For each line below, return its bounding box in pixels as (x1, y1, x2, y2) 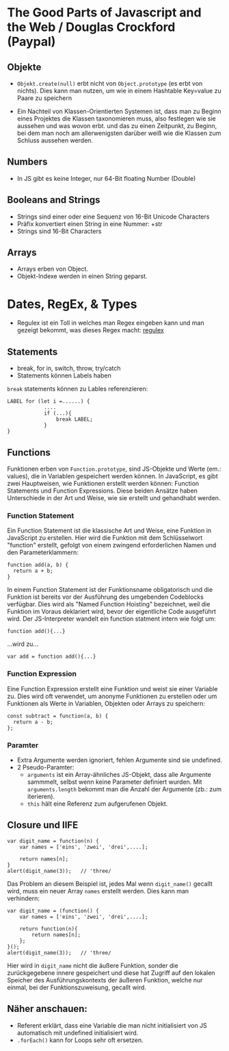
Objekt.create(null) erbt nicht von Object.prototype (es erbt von (16, 79, 203, 87)
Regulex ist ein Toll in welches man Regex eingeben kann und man (16, 319, 204, 327)
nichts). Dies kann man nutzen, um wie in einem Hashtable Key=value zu (16, 87, 221, 95)
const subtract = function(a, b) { (7, 713, 109, 719)
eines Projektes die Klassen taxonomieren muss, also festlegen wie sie (16, 114, 217, 123)
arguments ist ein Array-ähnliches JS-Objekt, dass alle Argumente (27, 770, 212, 778)
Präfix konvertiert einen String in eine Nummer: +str (16, 219, 163, 227)
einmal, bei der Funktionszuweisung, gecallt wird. (7, 983, 147, 991)
